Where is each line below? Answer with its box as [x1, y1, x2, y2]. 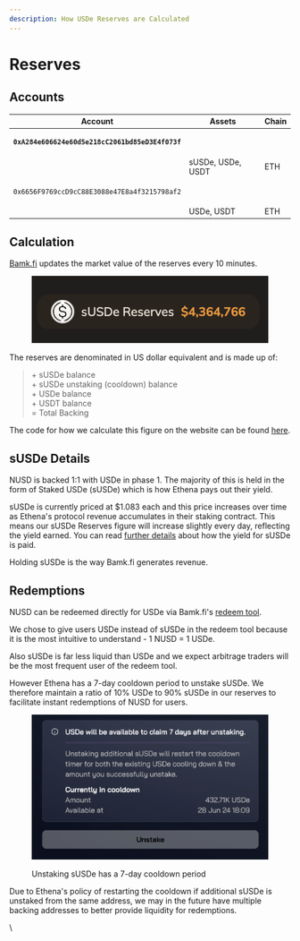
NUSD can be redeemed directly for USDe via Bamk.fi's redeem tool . [9, 607, 262, 618]
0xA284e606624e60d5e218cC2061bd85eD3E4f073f [12, 138, 181, 147]
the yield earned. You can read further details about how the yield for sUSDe [9, 530, 291, 541]
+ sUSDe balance [30, 370, 96, 381]
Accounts [9, 90, 65, 105]
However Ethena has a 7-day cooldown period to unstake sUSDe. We [9, 678, 264, 689]
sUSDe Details [9, 450, 91, 466]
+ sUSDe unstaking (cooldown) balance [30, 379, 179, 389]
